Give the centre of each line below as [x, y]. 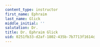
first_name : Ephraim [26, 14]
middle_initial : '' [25, 23]
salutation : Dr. [22, 28]
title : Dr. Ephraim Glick [31, 32]
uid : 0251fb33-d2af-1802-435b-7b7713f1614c [50, 37]
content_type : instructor [31, 10]
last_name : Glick [23, 19]
